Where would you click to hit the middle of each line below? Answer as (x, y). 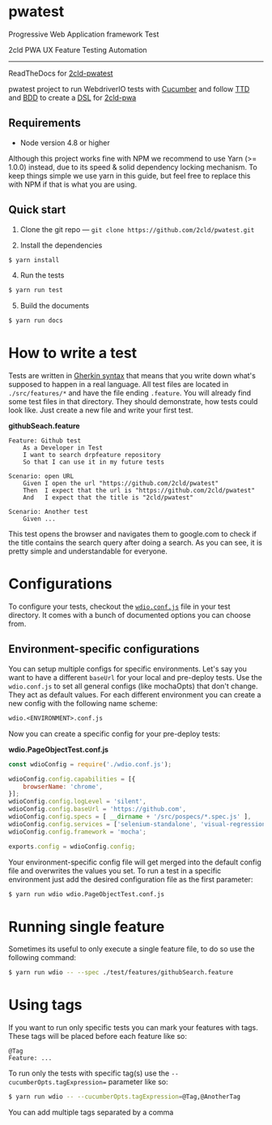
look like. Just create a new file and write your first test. (101, 410)
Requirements (45, 123)
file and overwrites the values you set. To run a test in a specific (115, 870)
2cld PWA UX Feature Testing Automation (78, 50)
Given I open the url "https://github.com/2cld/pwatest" (121, 484)
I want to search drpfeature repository (92, 455)
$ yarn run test (36, 291)
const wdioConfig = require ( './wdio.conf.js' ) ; (90, 764)
